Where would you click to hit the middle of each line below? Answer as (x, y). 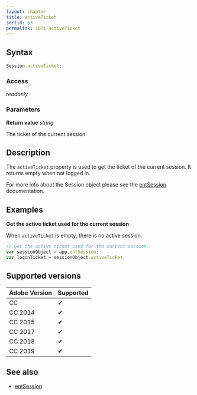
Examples (25, 209)
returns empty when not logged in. (48, 173)
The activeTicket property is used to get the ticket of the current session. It (98, 167)
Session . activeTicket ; (34, 66)
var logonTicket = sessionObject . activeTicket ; (66, 257)
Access (17, 81)
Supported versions (43, 276)
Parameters (23, 109)
